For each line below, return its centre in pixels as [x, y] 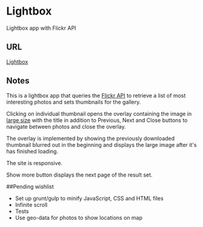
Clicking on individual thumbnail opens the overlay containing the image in [99, 113]
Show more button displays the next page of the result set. [79, 175]
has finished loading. [32, 151]
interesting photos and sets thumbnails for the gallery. [74, 102]
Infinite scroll [31, 205]
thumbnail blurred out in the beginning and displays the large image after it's [101, 144]
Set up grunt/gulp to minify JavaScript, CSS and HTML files [89, 198]
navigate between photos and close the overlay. [66, 126]
